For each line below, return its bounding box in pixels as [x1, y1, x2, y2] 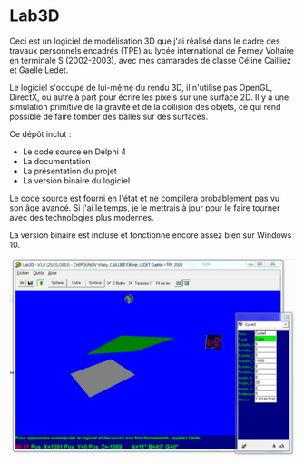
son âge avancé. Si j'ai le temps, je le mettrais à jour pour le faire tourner [9, 202, 280, 213]
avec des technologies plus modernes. [9, 212, 154, 222]
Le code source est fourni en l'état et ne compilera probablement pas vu [9, 193, 280, 203]
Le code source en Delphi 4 [22, 146, 127, 157]
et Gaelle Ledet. [9, 64, 69, 75]
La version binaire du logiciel [22, 174, 131, 186]
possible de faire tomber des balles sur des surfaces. [9, 111, 209, 122]
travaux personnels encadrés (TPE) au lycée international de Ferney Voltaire [9, 44, 295, 55]
